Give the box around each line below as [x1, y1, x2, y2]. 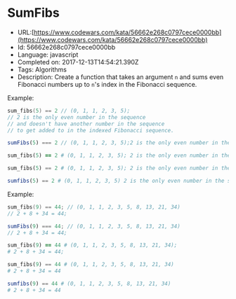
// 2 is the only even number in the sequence [7, 113, 146, 120]
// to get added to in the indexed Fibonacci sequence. [7, 127, 174, 134]
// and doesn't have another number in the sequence [7, 120, 165, 127]
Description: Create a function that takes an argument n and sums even [17, 72, 224, 81]
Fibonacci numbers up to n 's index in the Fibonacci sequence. [17, 80, 197, 88]
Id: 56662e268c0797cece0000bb [17, 43, 116, 51]
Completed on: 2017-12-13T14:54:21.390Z [17, 57, 139, 66]
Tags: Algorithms [17, 65, 67, 74]
